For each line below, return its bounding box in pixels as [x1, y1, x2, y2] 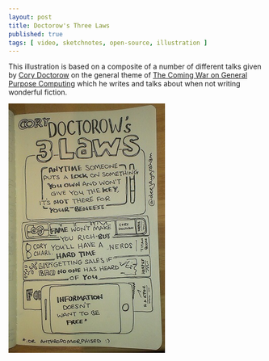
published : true [8, 30, 63, 38]
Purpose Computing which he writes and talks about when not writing [8, 79, 241, 89]
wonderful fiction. [8, 87, 68, 97]
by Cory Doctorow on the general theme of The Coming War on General [8, 70, 248, 80]
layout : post [8, 13, 53, 21]
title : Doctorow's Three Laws [8, 21, 111, 30]
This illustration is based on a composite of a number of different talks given [8, 61, 262, 72]
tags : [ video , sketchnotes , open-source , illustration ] [8, 39, 208, 47]
